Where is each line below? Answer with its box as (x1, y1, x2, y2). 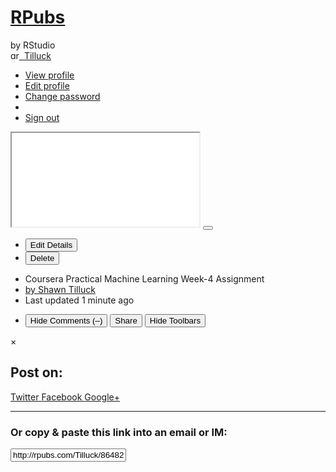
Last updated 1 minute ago (24, 294, 135, 306)
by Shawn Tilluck (24, 283, 96, 295)
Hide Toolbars (149, 315, 202, 326)
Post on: (10, 364, 63, 381)
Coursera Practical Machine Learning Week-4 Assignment (24, 272, 265, 285)
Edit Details (29, 239, 73, 250)
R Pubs (10, 6, 66, 29)
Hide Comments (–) (29, 315, 103, 326)
